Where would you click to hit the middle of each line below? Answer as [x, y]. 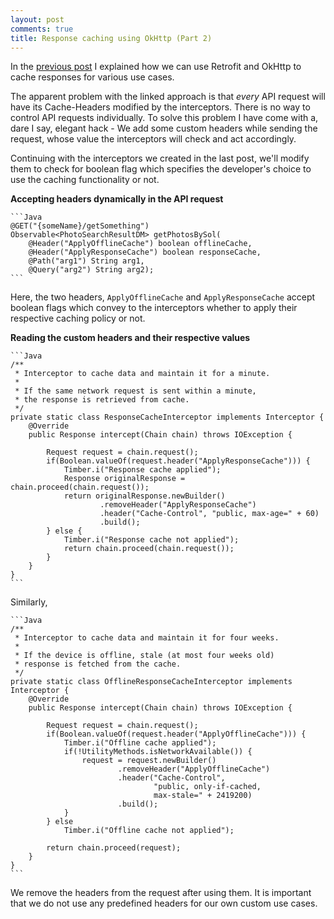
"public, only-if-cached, [207, 787]
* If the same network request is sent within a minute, [135, 391]
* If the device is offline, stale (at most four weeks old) [144, 656]
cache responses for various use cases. [92, 77]
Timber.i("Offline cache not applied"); [149, 831]
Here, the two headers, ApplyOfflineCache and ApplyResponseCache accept [163, 297]
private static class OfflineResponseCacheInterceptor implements [151, 682]
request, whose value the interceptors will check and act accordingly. [153, 139]
